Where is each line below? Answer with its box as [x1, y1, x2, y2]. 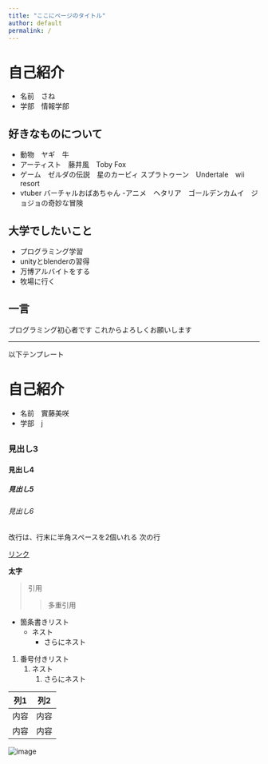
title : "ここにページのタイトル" [8, 11, 106, 20]
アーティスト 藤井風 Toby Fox [19, 160, 126, 169]
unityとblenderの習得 [19, 257, 90, 266]
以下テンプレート [8, 349, 65, 359]
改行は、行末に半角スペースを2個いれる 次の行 [8, 532, 161, 542]
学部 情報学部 [19, 101, 69, 111]
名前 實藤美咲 [19, 408, 69, 418]
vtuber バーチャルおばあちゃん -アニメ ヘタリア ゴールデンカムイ [19, 189, 245, 198]
